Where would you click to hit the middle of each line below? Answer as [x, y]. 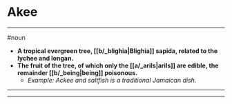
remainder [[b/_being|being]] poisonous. [77, 72]
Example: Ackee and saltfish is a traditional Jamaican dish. [112, 80]
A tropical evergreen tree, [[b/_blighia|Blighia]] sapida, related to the [117, 51]
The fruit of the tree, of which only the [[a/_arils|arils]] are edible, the [118, 65]
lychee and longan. [45, 58]
